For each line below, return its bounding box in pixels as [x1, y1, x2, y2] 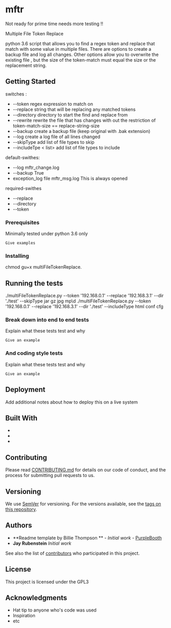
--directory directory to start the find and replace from [12, 111, 128, 118]
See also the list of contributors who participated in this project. [5, 550, 140, 556]
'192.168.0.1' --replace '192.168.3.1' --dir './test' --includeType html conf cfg [5, 303, 163, 310]
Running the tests [5, 279, 63, 288]
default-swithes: [5, 154, 40, 160]
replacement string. [5, 62, 47, 68]
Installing [5, 252, 29, 259]
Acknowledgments [5, 594, 68, 602]
